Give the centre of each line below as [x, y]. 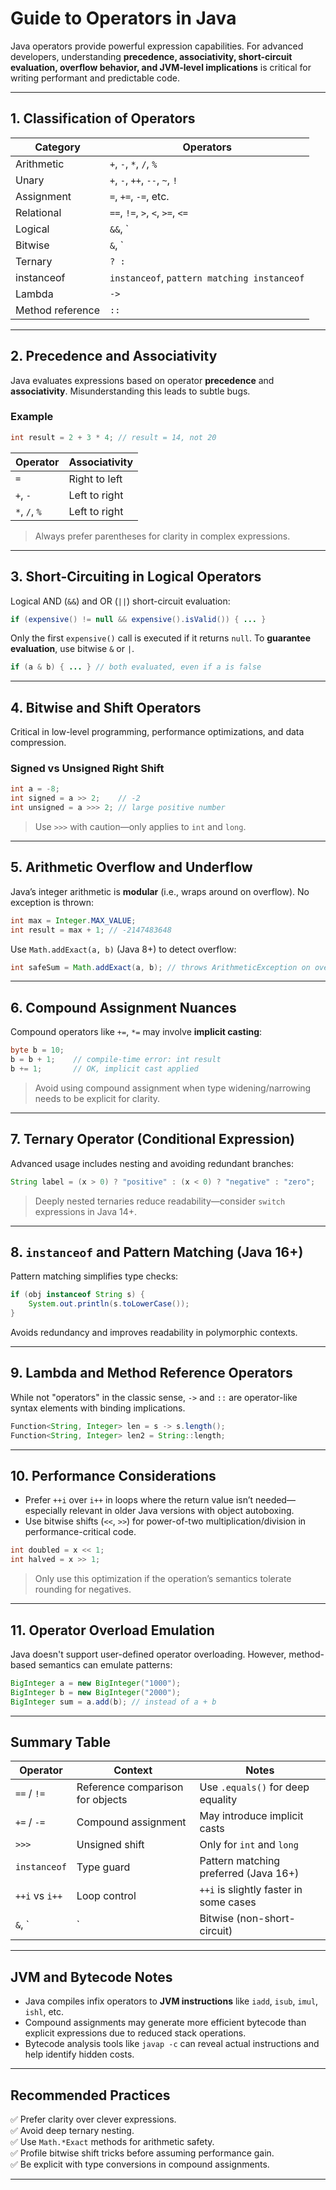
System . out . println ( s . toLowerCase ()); [109, 1304]
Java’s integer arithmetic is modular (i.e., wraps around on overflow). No [160, 891]
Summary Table [60, 1742]
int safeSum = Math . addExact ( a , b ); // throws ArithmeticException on [160, 967]
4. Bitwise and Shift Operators [106, 707]
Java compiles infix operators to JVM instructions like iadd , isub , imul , [171, 2001]
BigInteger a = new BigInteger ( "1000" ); [96, 1683]
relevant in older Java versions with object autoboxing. [181, 1511]
